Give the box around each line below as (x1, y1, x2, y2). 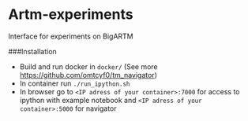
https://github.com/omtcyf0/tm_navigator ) (19, 70, 158, 79)
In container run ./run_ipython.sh (19, 79, 130, 88)
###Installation (8, 46, 57, 56)
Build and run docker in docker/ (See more (19, 61, 158, 71)
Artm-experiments (8, 5, 133, 24)
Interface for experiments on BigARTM (8, 31, 134, 41)
